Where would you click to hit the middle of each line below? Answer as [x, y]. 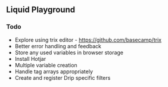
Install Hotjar [30, 58]
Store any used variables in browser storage [69, 52]
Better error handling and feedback [58, 46]
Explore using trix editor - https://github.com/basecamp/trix [88, 40]
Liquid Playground [41, 10]
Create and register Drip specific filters [63, 77]
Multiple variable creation [46, 65]
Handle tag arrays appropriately [54, 72]
